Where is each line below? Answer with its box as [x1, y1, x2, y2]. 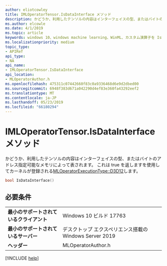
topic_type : [5, 44, 30, 49]
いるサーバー [7, 233, 38, 240]
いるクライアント [7, 216, 48, 223]
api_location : [5, 72, 35, 77]
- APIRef [5, 49, 23, 54]
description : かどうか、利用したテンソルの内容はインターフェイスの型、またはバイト [5, 16, 160, 21]
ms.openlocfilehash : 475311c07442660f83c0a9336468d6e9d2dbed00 [5, 81, 139, 86]
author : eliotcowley [5, 7, 48, 12]
